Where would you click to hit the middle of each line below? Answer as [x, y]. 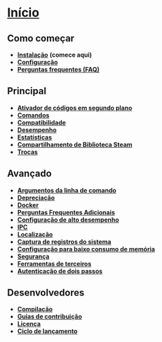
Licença [29, 324]
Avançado [29, 174]
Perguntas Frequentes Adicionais [66, 212]
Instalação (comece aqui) [54, 55]
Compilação [35, 310]
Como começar [41, 38]
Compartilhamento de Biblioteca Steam [75, 144]
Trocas [27, 152]
